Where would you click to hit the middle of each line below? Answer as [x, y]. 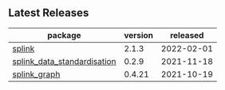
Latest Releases [49, 13]
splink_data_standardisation [64, 61]
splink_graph [36, 74]
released [187, 35]
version [138, 35]
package [64, 35]
